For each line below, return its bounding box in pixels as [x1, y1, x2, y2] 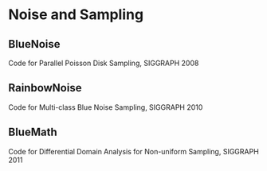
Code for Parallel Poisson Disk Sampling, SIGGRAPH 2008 [8, 58, 199, 68]
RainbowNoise [8, 81, 82, 95]
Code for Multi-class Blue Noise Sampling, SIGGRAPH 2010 [8, 102, 203, 112]
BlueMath [8, 126, 57, 139]
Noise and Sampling [8, 6, 144, 24]
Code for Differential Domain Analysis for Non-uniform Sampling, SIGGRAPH [8, 146, 259, 156]
